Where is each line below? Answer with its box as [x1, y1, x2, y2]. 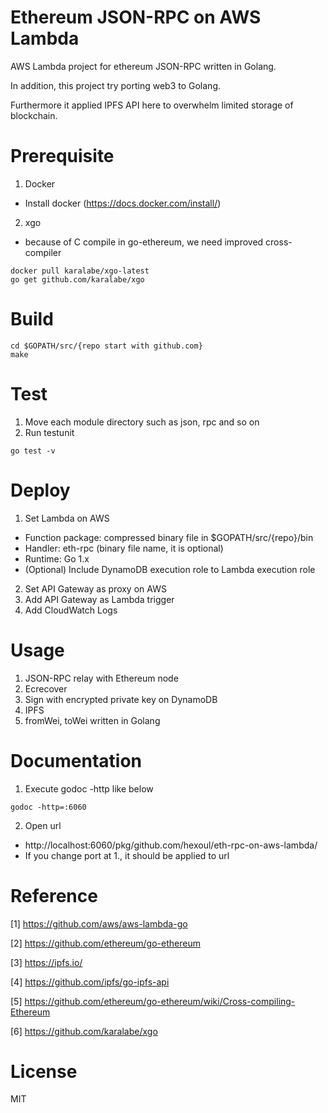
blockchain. [10, 109, 58, 121]
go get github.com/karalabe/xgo [10, 274, 145, 285]
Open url [24, 819, 62, 831]
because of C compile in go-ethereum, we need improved [24, 236, 264, 248]
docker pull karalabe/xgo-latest [10, 266, 150, 276]
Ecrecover [24, 682, 68, 695]
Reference [10, 884, 98, 907]
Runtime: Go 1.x [24, 552, 90, 565]
